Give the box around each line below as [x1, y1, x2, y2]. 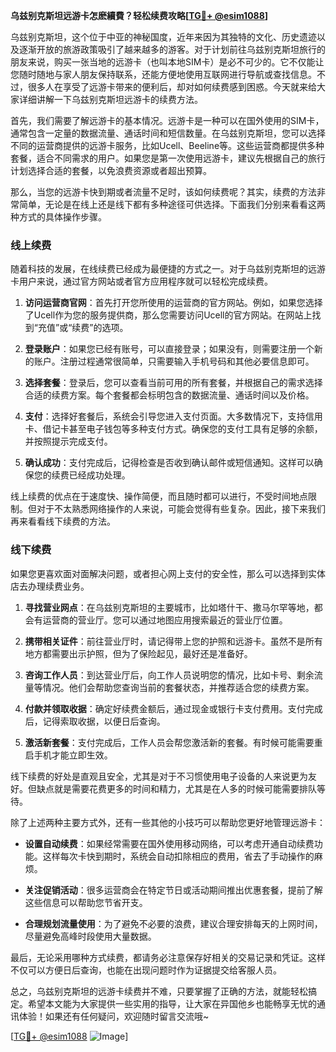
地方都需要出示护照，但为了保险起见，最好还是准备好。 [24, 647, 253, 659]
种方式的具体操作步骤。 [10, 211, 107, 223]
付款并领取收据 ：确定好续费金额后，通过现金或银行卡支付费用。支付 [24, 702, 306, 714]
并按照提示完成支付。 [24, 435, 113, 448]
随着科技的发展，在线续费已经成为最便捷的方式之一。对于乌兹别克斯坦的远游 [10, 263, 326, 275]
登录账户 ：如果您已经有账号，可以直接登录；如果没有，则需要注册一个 [24, 343, 315, 355]
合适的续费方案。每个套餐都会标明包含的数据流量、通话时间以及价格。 [24, 389, 315, 401]
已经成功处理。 [68, 469, 131, 481]
